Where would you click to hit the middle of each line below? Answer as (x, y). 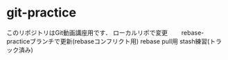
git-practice (42, 13)
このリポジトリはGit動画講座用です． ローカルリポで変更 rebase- (105, 32)
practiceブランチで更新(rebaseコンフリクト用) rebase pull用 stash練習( (108, 41)
